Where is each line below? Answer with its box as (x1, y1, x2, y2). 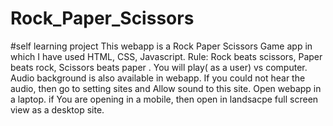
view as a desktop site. (10, 103, 105, 116)
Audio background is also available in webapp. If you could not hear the (10, 72, 306, 84)
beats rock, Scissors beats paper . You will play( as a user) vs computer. (10, 61, 308, 73)
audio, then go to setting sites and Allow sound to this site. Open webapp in (10, 82, 322, 94)
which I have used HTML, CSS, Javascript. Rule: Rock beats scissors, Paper (10, 50, 323, 62)
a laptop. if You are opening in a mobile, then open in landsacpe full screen (10, 93, 319, 105)
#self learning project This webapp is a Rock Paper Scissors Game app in (10, 40, 313, 52)
